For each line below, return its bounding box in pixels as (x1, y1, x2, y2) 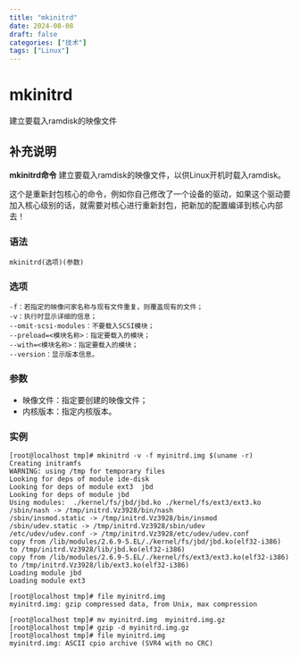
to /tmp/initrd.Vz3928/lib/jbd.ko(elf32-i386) (9, 545, 186, 554)
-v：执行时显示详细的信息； (9, 312, 98, 322)
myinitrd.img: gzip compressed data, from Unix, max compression (9, 600, 257, 609)
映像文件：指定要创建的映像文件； (21, 394, 148, 405)
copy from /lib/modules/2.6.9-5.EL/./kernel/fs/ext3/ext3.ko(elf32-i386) (9, 553, 290, 562)
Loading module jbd (9, 569, 82, 577)
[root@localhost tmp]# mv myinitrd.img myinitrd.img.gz (9, 616, 226, 625)
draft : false (9, 29, 58, 38)
